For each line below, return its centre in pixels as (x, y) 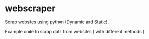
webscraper (30, 9)
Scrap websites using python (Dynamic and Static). (57, 22)
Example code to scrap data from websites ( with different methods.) (75, 31)
